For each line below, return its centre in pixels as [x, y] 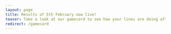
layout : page [19, 10]
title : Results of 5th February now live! [51, 14]
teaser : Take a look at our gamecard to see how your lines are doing [82, 19]
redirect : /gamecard [27, 24]
